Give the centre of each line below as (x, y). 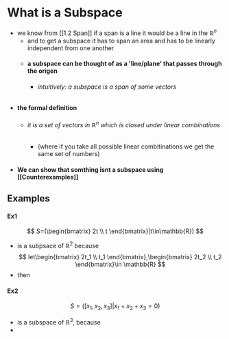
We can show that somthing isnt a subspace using (90, 169)
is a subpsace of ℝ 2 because (58, 245)
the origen (43, 71)
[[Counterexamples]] (48, 177)
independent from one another (71, 48)
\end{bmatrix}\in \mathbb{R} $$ (120, 264)
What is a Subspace (65, 13)
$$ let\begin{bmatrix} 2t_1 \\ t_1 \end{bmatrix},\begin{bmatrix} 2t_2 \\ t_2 (120, 257)
